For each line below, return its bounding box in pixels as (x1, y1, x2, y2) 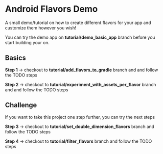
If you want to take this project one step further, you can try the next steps (5, 114, 155, 120)
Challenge (5, 101, 37, 109)
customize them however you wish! (5, 25, 77, 30)
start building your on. (5, 39, 50, 45)
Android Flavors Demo (5, 3, 98, 15)
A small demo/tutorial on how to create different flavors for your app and (5, 20, 151, 26)
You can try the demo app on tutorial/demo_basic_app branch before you (5, 34, 155, 40)
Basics (5, 54, 26, 62)
